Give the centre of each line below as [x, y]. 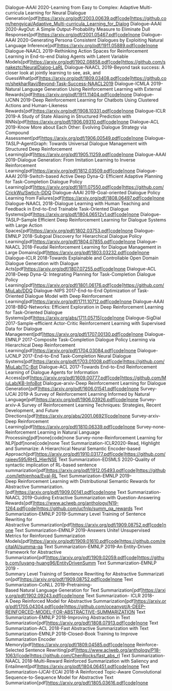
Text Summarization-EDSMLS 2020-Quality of [107, 459]
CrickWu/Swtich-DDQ [28, 192]
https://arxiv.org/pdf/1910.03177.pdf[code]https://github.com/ [101, 454]
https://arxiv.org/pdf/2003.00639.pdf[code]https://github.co [103, 18]
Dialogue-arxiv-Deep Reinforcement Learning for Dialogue [104, 383]
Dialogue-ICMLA [132, 84]
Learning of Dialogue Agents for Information [52, 372]
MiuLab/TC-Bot [22, 367]
